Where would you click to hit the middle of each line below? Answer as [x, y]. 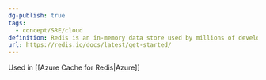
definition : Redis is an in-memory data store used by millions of [122, 38]
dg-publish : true [37, 15]
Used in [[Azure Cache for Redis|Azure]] [74, 67]
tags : [17, 23]
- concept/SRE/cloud [49, 30]
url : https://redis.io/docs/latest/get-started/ [90, 45]
